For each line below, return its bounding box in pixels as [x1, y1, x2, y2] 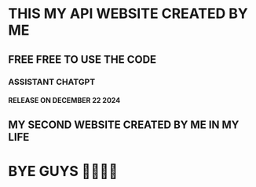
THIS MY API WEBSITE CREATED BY [8, 5, 249, 23]
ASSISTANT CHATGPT [8, 76, 96, 87]
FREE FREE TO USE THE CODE [8, 53, 157, 66]
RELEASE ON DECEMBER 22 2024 [8, 96, 121, 105]
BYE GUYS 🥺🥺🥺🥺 [8, 162, 119, 180]
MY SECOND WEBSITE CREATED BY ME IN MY [8, 119, 240, 132]
